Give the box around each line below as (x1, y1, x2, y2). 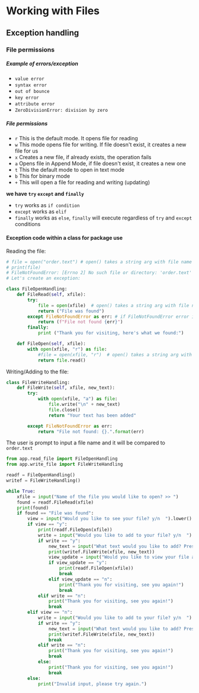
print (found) (17, 505, 49, 511)
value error (14, 76, 44, 82)
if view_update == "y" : (48, 560, 108, 566)
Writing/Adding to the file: (6, 368, 69, 375)
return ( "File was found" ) (37, 308, 105, 314)
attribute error (14, 101, 55, 107)
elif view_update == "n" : (48, 576, 113, 582)
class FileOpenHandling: (6, 286, 68, 292)
